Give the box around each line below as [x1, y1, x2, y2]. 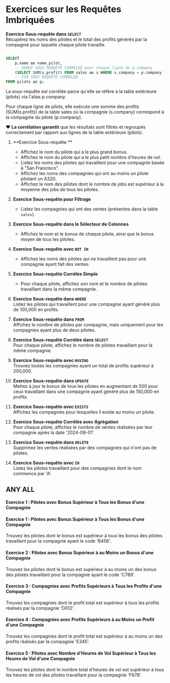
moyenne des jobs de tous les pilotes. [20, 187, 99, 193]
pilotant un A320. [20, 176, 57, 182]
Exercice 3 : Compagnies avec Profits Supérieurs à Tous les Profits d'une [6, 583, 162, 589]
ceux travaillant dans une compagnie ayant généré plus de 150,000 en [13, 388, 159, 394]
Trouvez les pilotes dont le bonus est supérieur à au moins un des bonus [6, 566, 157, 572]
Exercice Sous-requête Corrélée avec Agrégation [13, 419, 119, 425]
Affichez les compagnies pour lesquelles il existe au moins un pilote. [13, 409, 155, 415]
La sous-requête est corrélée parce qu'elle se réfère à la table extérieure [6, 88, 157, 94]
